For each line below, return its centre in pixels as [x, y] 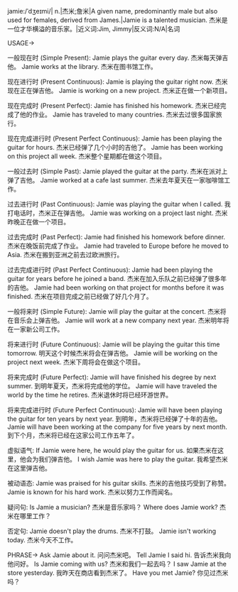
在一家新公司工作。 [36, 329]
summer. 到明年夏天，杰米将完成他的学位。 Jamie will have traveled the [112, 386]
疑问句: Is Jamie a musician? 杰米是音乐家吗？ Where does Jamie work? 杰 [117, 507]
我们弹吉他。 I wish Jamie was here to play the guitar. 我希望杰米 [133, 459]
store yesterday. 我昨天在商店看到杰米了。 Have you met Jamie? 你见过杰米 [118, 573]
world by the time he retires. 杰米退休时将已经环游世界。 [90, 395]
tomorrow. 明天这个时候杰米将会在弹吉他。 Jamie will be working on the [113, 353]
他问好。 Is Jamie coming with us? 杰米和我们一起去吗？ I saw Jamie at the [117, 564]
